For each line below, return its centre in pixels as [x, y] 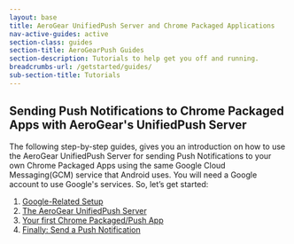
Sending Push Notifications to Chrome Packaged [147, 111]
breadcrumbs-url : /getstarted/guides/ [81, 67]
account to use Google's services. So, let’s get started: [109, 184]
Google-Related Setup [62, 201]
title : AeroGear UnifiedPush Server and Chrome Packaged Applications [142, 26]
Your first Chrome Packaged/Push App [93, 220]
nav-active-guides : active [59, 34]
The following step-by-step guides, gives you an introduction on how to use [147, 146]
